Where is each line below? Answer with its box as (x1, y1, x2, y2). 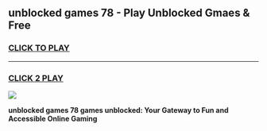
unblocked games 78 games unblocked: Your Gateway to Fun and (8, 105, 229, 114)
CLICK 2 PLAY (8, 72, 64, 83)
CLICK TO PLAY (8, 43, 70, 54)
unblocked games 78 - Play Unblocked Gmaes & (8, 6, 250, 20)
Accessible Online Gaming (8, 114, 98, 123)
